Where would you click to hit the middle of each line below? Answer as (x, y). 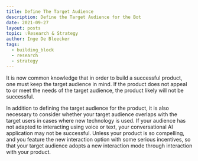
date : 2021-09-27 (27, 22)
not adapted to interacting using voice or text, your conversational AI (90, 127)
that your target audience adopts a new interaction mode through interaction (99, 146)
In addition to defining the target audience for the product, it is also (88, 108)
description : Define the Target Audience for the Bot (74, 17)
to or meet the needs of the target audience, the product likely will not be (95, 90)
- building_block (33, 50)
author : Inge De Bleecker (38, 39)
